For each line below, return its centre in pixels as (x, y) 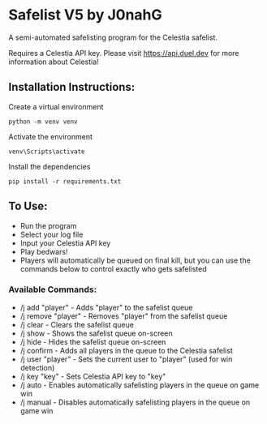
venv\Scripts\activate (47, 152)
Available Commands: (53, 289)
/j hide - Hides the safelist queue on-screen (93, 341)
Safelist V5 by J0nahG (85, 15)
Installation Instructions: (72, 87)
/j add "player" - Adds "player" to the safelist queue (106, 307)
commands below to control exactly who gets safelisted (113, 268)
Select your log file (52, 234)
